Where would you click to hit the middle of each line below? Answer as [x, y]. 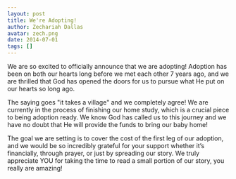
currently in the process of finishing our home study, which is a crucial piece [118, 110]
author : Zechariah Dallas [45, 27]
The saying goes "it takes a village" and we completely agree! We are [108, 102]
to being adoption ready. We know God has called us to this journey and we [117, 117]
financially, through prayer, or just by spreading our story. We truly [103, 153]
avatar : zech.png [33, 33]
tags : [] [20, 46]
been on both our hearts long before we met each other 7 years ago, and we [118, 74]
